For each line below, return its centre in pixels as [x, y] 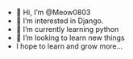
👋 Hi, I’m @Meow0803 [53, 12]
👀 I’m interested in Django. [60, 21]
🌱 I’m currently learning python [67, 29]
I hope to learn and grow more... [69, 46]
